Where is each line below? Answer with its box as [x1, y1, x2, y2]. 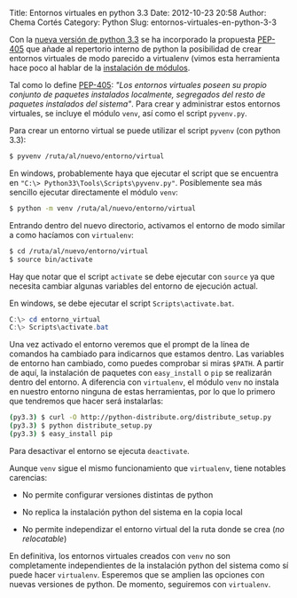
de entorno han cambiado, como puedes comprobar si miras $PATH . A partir [9, 358, 285, 369]
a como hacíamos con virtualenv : [9, 229, 135, 240]
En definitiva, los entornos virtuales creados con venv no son [9, 550, 231, 561]
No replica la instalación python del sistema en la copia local [21, 506, 243, 517]
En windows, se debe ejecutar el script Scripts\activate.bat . [9, 298, 235, 308]
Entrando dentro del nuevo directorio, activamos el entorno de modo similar [9, 219, 285, 230]
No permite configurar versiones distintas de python [21, 489, 214, 500]
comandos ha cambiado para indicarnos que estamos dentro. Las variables [9, 348, 285, 359]
